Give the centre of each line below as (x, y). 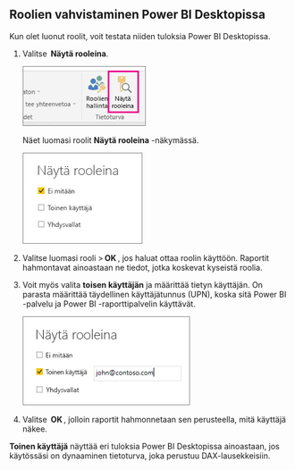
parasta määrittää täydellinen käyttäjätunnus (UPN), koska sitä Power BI (154, 294)
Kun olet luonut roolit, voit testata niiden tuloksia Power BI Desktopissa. (140, 36)
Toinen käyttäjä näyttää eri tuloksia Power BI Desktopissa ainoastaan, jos (144, 446)
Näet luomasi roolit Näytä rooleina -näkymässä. (110, 140)
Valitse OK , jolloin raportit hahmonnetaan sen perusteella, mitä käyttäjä (154, 419)
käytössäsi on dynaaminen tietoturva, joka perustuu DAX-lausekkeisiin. (140, 456)
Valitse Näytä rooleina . (65, 54)
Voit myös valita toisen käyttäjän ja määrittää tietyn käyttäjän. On (143, 284)
